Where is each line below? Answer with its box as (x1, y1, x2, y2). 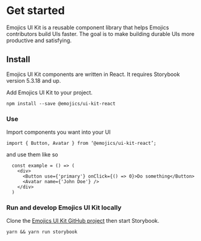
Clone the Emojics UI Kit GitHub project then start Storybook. (6, 217, 160, 225)
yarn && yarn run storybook (6, 229, 78, 235)
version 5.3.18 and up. (6, 77, 61, 84)
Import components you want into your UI (6, 128, 111, 136)
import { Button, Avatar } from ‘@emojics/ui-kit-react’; (6, 141, 157, 147)
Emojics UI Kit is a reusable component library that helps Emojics (6, 24, 169, 31)
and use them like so (6, 151, 58, 158)
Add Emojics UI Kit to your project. (6, 89, 93, 96)
